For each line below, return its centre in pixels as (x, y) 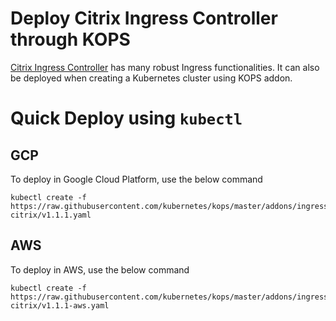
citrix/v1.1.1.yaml (51, 215)
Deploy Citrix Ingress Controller (144, 18)
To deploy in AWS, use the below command (100, 269)
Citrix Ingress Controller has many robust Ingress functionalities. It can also (165, 67)
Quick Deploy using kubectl (126, 118)
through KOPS (70, 39)
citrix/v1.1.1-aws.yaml (60, 305)
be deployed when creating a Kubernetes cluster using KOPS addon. (151, 78)
